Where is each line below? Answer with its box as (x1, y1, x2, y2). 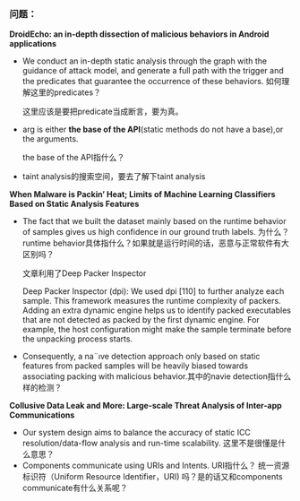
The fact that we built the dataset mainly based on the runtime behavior (21, 216, 287, 227)
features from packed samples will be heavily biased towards (21, 360, 249, 371)
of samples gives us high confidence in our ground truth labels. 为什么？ (21, 227, 289, 238)
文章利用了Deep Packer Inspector (21, 268, 147, 279)
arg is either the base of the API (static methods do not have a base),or (21, 124, 284, 135)
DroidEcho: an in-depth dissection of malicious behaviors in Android (9, 29, 270, 39)
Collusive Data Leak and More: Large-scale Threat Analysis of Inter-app (9, 401, 282, 411)
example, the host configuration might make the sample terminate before (21, 324, 292, 335)
